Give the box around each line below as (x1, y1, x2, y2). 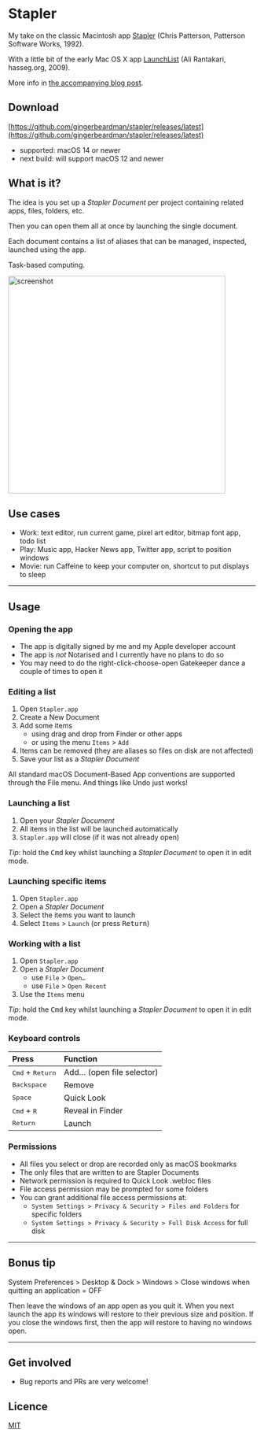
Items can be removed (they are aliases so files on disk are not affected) (19, 746, 254, 756)
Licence (8, 1399, 49, 1413)
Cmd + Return (12, 1066, 57, 1077)
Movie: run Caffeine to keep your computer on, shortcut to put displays (19, 561, 250, 571)
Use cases (8, 507, 60, 520)
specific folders (31, 1209, 82, 1219)
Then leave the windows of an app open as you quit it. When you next (8, 1301, 234, 1310)
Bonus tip (8, 1257, 57, 1270)
